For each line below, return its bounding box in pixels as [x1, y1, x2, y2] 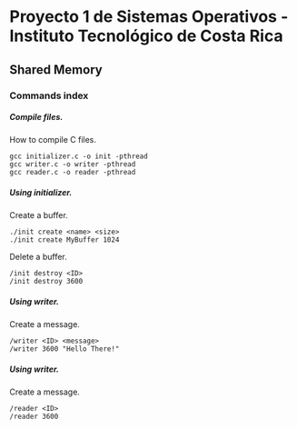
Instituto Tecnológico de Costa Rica [9, 25, 283, 46]
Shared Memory [9, 62, 103, 77]
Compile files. [9, 112, 64, 123]
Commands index [9, 89, 89, 102]
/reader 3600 [9, 412, 59, 422]
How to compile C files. [9, 135, 97, 145]
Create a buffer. [9, 210, 68, 221]
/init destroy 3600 [9, 277, 84, 286]
